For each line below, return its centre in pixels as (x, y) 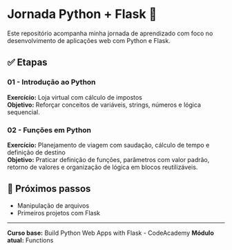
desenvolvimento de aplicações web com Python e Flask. (89, 40)
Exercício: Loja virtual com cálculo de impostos (75, 97)
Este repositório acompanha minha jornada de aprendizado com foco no (110, 33)
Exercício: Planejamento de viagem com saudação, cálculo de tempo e (108, 145)
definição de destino (36, 152)
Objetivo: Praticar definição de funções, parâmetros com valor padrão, (108, 159)
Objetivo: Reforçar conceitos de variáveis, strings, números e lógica (104, 105)
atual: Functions (30, 240)
